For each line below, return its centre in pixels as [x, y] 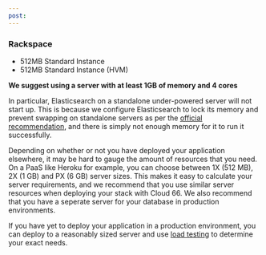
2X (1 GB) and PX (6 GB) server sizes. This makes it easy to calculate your [130, 176]
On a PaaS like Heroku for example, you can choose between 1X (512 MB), [131, 167]
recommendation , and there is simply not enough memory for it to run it [126, 126]
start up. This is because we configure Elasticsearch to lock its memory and [133, 109]
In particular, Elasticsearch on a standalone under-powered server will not [130, 100]
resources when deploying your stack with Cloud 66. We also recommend [130, 192]
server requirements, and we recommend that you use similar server [121, 184]
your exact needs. [38, 242]
